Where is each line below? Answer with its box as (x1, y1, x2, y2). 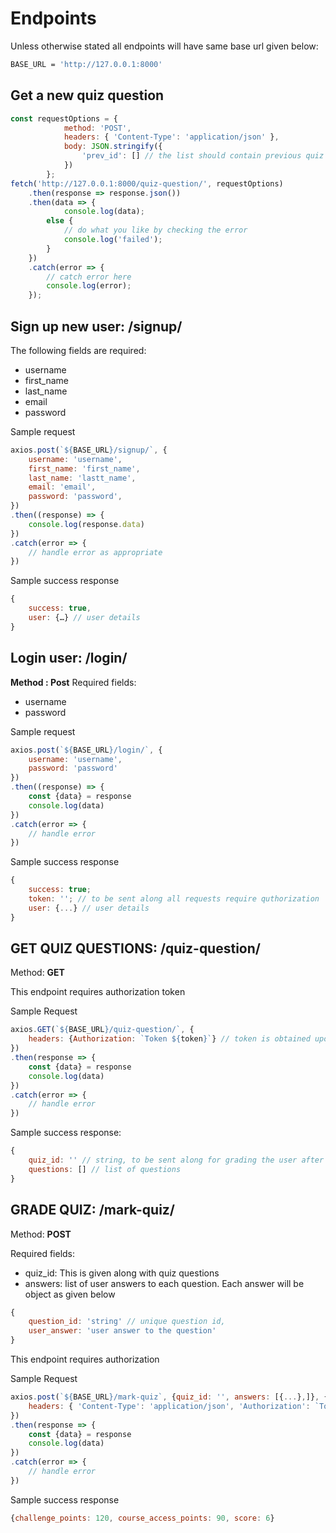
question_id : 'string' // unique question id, (28, 1317, 226, 1327)
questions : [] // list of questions (28, 1164, 182, 1174)
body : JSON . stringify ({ (63, 142, 163, 152)
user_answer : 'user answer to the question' (28, 1326, 217, 1336)
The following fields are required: (10, 344, 147, 356)
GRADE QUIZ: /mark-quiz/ (10, 1202, 176, 1219)
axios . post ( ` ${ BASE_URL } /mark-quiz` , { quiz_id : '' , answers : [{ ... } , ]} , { (10, 1392, 329, 1402)
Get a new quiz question (10, 87, 165, 104)
